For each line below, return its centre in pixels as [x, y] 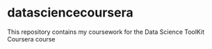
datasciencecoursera [70, 13]
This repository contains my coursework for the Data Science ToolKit [106, 32]
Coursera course [31, 39]
